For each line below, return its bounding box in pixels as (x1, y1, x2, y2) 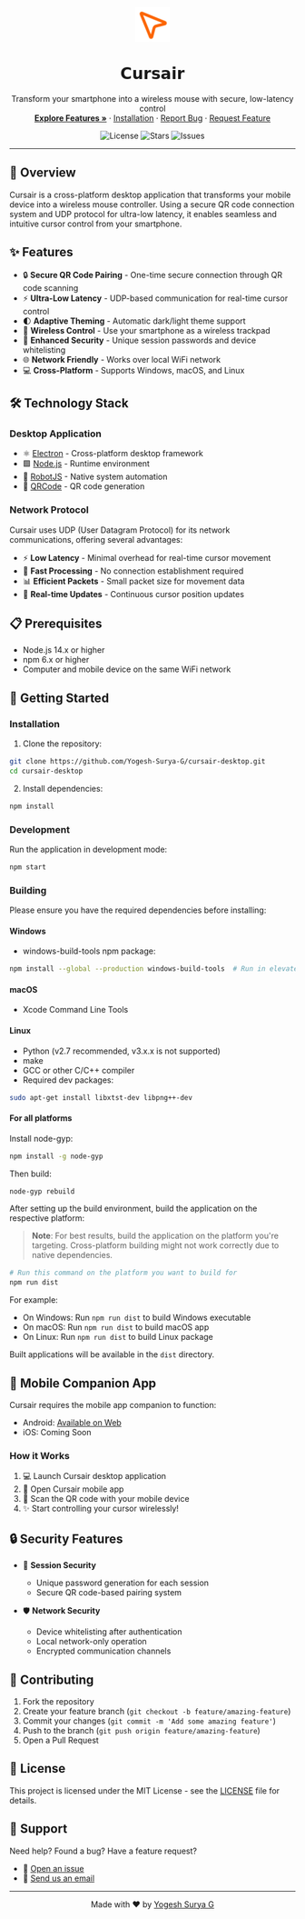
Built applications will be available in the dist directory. (9, 1349, 215, 1360)
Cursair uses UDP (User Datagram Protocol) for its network (9, 525, 231, 535)
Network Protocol (9, 504, 89, 516)
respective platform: (9, 1213, 85, 1224)
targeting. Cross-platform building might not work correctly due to (31, 1240, 280, 1251)
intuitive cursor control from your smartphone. (9, 218, 182, 229)
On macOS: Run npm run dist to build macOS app (22, 1322, 210, 1333)
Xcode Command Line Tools (22, 1004, 129, 1015)
